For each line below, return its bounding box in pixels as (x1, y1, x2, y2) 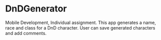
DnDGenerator (5, 3, 67, 14)
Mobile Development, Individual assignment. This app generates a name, (5, 19, 156, 25)
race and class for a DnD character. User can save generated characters (5, 24, 155, 30)
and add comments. (5, 30, 47, 36)
